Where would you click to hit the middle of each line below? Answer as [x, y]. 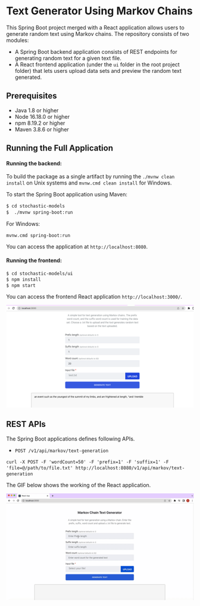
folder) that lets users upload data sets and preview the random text [98, 70]
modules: [18, 40]
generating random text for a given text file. [68, 58]
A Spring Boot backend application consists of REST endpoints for [96, 51]
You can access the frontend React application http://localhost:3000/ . [94, 297]
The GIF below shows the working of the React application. [79, 485]
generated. [28, 77]
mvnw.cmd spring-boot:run [38, 236]
